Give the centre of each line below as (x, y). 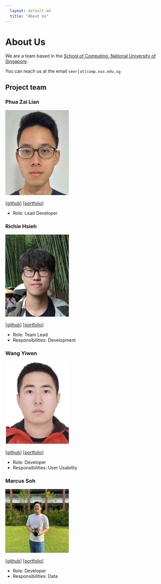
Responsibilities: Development (44, 340)
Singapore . (17, 62)
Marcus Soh (20, 481)
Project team (26, 87)
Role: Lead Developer (35, 213)
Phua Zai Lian (22, 102)
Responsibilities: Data (35, 576)
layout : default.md (30, 11)
